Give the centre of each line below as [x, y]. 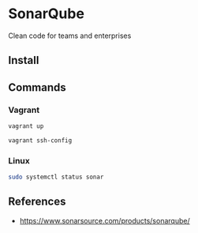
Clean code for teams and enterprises [70, 36]
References [37, 202]
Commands [37, 87]
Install [24, 60]
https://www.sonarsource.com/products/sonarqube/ [105, 220]
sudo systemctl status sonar [56, 177]
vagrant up [26, 126]
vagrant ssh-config [40, 140]
